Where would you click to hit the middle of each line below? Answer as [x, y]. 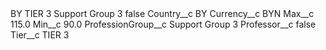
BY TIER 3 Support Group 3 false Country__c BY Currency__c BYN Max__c [162, 13]
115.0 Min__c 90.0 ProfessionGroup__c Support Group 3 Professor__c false [163, 24]
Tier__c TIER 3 [40, 35]
